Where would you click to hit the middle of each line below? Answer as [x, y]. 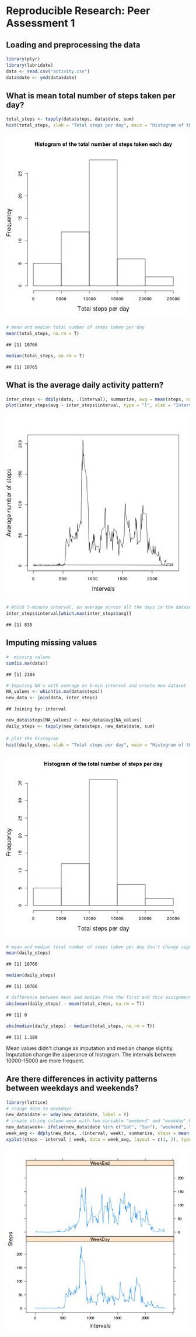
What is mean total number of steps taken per [91, 96]
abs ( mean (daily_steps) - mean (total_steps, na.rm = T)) [75, 1004]
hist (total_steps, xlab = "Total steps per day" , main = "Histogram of [95, 125]
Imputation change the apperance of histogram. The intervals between [91, 1054]
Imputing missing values [52, 643]
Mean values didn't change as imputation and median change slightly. [90, 1048]
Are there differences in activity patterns [82, 1079]
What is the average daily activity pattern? [85, 385]
